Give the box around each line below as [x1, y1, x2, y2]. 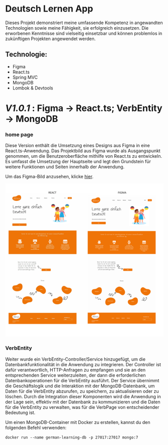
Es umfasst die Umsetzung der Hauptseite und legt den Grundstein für [5, 159, 151, 165]
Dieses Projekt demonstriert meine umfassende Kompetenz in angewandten [5, 20, 163, 26]
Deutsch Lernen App [5, 3, 94, 15]
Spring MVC [12, 74, 38, 80]
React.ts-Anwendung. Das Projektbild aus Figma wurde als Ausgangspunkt [5, 148, 161, 154]
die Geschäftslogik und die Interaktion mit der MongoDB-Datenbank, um [5, 383, 155, 389]
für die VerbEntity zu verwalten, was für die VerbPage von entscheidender [5, 404, 159, 410]
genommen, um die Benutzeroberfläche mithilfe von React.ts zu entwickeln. [5, 153, 162, 159]
